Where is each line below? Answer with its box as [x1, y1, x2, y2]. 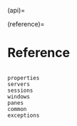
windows [7, 93, 31, 100]
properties [7, 74, 40, 81]
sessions [7, 87, 34, 94]
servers [7, 80, 31, 88]
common [7, 105, 27, 112]
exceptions [7, 112, 40, 119]
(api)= [7, 6, 26, 14]
